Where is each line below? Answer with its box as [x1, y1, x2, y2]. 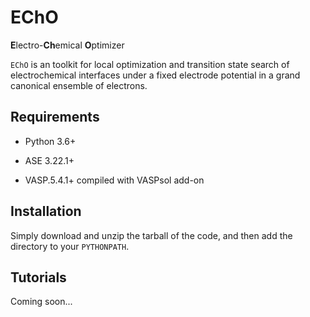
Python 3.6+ [24, 135, 77, 147]
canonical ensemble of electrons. [10, 79, 148, 91]
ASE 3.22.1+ [24, 154, 75, 166]
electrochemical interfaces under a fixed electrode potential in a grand [10, 69, 301, 81]
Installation [10, 203, 82, 220]
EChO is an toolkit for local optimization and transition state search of [10, 58, 290, 70]
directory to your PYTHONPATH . [10, 240, 130, 252]
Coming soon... [10, 296, 73, 308]
